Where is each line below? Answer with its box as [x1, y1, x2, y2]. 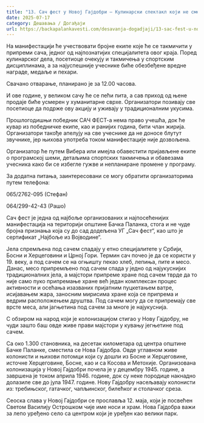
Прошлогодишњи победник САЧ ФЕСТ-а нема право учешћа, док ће [6, 117, 185, 124]
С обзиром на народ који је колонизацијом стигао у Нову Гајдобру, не [6, 315, 189, 323]
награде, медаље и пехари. [6, 68, 78, 76]
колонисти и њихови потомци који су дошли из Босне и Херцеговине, [6, 353, 188, 360]
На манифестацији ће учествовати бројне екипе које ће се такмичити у [6, 43, 192, 50]
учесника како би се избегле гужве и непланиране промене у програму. [6, 160, 196, 168]
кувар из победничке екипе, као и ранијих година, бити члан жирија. [6, 123, 186, 131]
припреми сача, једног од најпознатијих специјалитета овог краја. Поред [6, 49, 197, 57]
